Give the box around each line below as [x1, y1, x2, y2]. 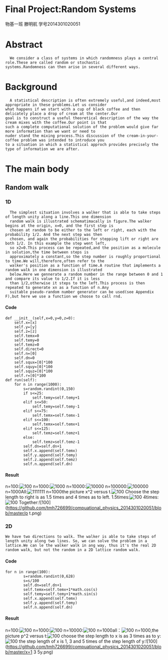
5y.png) [37, 649, 54, 655]
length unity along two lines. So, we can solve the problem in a [5, 539, 147, 544]
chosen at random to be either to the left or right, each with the [10, 227, 156, 233]
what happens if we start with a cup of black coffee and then [5, 107, 141, 112]
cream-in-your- [126, 133, 158, 138]
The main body [5, 163, 69, 175]
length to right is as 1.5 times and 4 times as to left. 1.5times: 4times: [5, 494, 159, 500]
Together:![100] [19, 499, 51, 505]
